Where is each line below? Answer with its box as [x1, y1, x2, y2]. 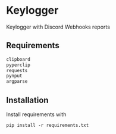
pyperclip [6, 62, 31, 68]
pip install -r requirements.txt [6, 122, 89, 128]
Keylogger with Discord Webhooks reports [6, 23, 110, 30]
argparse [6, 79, 28, 85]
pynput [6, 73, 23, 79]
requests [6, 67, 28, 73]
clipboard [6, 56, 31, 63]
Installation [6, 95, 49, 105]
